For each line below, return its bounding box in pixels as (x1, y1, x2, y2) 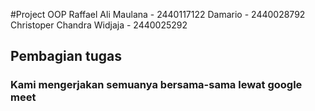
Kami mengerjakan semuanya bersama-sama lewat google (10, 78, 303, 92)
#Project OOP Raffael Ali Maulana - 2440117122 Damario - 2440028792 (10, 9, 306, 20)
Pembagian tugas (10, 48, 122, 65)
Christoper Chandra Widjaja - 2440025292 (10, 19, 188, 31)
